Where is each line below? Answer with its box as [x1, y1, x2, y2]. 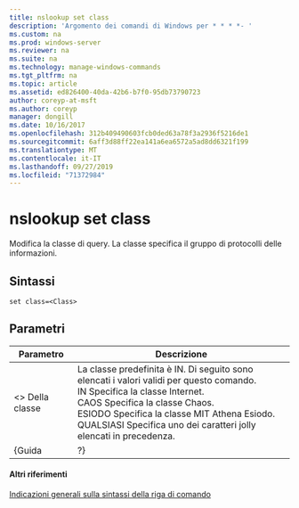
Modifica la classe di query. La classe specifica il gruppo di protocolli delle [9, 238, 282, 250]
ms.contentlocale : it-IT [9, 153, 101, 163]
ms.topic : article [9, 79, 77, 88]
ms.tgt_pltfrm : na [9, 71, 77, 80]
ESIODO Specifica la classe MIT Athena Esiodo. [77, 407, 276, 420]
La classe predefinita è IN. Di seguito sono [77, 363, 254, 375]
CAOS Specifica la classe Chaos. [77, 396, 215, 408]
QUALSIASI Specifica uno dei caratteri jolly [77, 418, 256, 430]
